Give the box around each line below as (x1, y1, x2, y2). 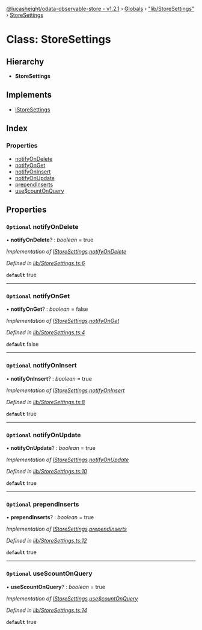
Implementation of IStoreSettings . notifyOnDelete (6, 248, 127, 255)
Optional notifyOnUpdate (6, 431, 81, 439)
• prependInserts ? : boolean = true (6, 514, 94, 521)
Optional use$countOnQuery (6, 569, 93, 578)
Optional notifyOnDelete (6, 222, 79, 231)
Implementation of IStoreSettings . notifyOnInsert (6, 387, 125, 394)
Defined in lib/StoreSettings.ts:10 (6, 468, 87, 475)
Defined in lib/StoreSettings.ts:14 (6, 607, 88, 614)
